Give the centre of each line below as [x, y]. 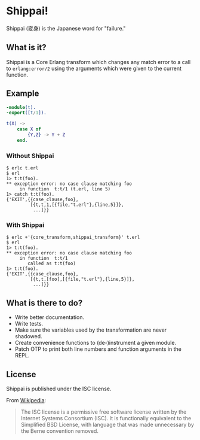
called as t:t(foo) [52, 264]
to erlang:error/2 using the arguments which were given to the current [94, 68]
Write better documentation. [50, 317]
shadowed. [29, 336]
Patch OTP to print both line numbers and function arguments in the [98, 349]
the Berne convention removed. [59, 431]
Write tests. [29, 324]
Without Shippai [30, 156]
